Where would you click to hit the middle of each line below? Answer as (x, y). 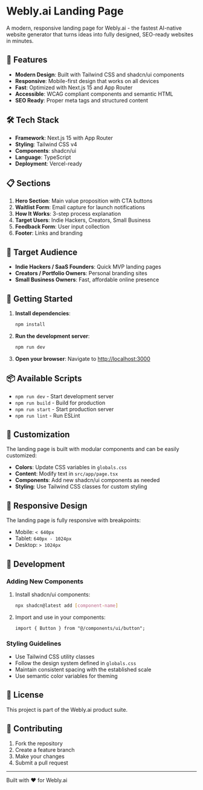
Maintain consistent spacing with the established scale (83, 670)
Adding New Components (45, 581)
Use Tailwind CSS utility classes (55, 657)
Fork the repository (39, 743)
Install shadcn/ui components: (53, 594)
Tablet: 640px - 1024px (43, 538)
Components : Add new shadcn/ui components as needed (87, 480)
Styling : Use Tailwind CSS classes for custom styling (81, 487)
